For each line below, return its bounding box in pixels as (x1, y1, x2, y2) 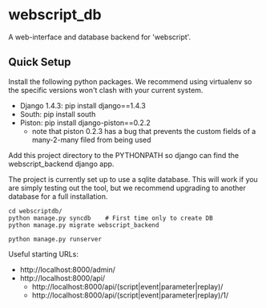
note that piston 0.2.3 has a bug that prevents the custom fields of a (31, 126, 256, 136)
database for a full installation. (8, 191, 108, 201)
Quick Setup (8, 55, 71, 69)
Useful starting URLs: (8, 249, 79, 258)
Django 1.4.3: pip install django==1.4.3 (19, 100, 146, 110)
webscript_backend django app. (8, 159, 115, 168)
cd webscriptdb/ (8, 207, 62, 215)
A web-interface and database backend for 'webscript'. (8, 32, 191, 42)
